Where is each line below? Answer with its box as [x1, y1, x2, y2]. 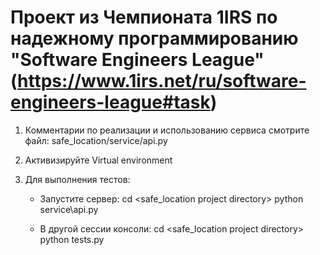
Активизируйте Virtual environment [24, 154, 173, 166]
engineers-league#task [10, 91, 211, 114]
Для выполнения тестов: [24, 173, 131, 185]
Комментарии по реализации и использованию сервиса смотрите [24, 124, 310, 136]
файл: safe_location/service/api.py [24, 134, 168, 146]
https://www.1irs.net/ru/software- [17, 70, 307, 93]
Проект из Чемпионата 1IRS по [10, 6, 278, 29]
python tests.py [39, 233, 105, 245]
